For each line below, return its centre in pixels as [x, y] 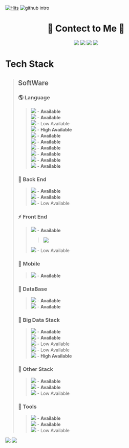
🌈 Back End [32, 179]
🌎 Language [34, 98]
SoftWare [33, 83]
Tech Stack [30, 64]
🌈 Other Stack [35, 369]
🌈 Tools [27, 407]
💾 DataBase [33, 289]
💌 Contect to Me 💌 [86, 29]
